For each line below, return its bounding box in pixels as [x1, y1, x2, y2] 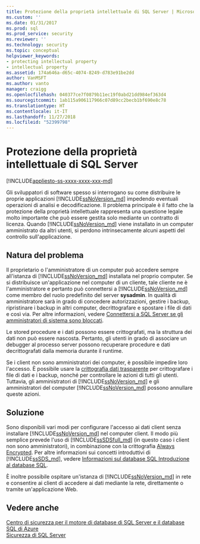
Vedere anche [6, 503, 60, 513]
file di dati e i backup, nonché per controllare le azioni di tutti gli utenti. [6, 371, 179, 379]
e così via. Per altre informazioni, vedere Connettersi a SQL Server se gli [6, 310, 183, 317]
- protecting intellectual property [6, 58, 97, 64]
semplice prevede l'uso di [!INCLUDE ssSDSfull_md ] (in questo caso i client [6, 436, 189, 443]
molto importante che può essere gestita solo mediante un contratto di [6, 214, 179, 221]
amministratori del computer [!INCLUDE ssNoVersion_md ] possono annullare [6, 384, 193, 391]
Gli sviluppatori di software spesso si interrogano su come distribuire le [6, 189, 181, 196]
